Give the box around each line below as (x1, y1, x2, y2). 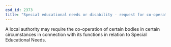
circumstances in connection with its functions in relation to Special (5, 31, 147, 37)
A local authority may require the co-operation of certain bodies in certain (5, 26, 160, 32)
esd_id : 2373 (5, 7, 33, 13)
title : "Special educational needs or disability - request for (5, 12, 145, 17)
